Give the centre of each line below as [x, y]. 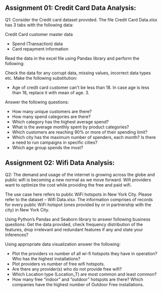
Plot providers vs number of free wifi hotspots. [59, 264]
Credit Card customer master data [39, 34]
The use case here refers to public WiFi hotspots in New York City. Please [79, 194]
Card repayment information [40, 49]
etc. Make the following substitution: [41, 78]
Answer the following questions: [37, 102]
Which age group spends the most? [47, 147]
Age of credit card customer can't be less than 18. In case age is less [81, 87]
